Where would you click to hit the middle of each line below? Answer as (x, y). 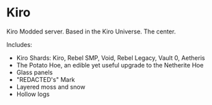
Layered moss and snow (51, 87)
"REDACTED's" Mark (46, 79)
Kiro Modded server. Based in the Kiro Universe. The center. (91, 31)
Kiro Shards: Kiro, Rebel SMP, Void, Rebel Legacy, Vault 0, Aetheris (111, 58)
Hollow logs (33, 94)
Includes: (19, 44)
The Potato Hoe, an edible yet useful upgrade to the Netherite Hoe (110, 65)
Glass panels (34, 72)
